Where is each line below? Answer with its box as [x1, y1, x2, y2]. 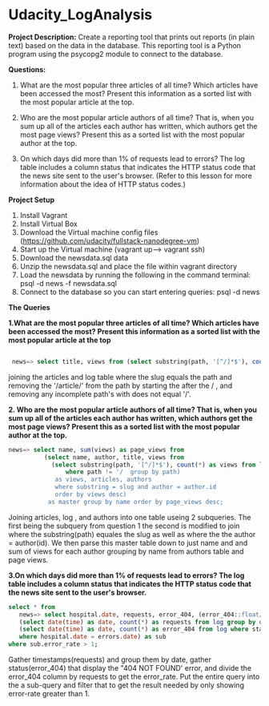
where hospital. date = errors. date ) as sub [18, 633, 167, 641]
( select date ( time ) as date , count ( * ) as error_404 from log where [18, 625, 249, 634]
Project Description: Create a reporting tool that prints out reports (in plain [8, 32, 255, 42]
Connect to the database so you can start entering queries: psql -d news [19, 287, 260, 297]
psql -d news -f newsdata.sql [19, 278, 118, 288]
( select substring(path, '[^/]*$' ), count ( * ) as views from [50, 461, 256, 469]
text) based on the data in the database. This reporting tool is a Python [8, 40, 242, 50]
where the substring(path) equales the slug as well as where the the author [8, 529, 256, 539]
